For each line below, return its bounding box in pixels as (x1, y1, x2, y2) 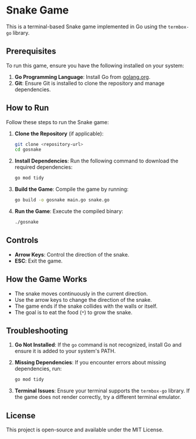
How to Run (6, 103, 49, 113)
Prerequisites (6, 46, 56, 56)
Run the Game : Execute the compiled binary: (14, 208, 123, 215)
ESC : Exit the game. (14, 257, 63, 264)
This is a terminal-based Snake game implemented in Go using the (6, 23, 167, 30)
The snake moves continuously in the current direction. (14, 290, 148, 297)
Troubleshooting (6, 325, 69, 335)
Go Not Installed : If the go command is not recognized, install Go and (14, 341, 182, 348)
